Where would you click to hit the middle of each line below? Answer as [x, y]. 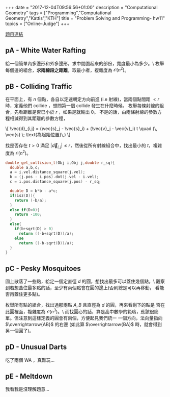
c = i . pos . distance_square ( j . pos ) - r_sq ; [55, 182]
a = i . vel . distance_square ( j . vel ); [48, 172]
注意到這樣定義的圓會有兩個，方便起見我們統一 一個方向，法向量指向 [91, 318]
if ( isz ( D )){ [23, 195]
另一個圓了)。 [20, 331]
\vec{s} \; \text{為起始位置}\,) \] [38, 135]
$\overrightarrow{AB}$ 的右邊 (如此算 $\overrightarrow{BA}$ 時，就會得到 [83, 324]
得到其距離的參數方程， [43, 118]
